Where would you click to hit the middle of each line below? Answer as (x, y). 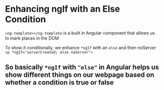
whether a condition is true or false (59, 82)
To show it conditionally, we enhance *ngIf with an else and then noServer (81, 47)
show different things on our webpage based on (80, 75)
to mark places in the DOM (32, 38)
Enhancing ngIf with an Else (63, 9)
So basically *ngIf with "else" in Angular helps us (82, 67)
